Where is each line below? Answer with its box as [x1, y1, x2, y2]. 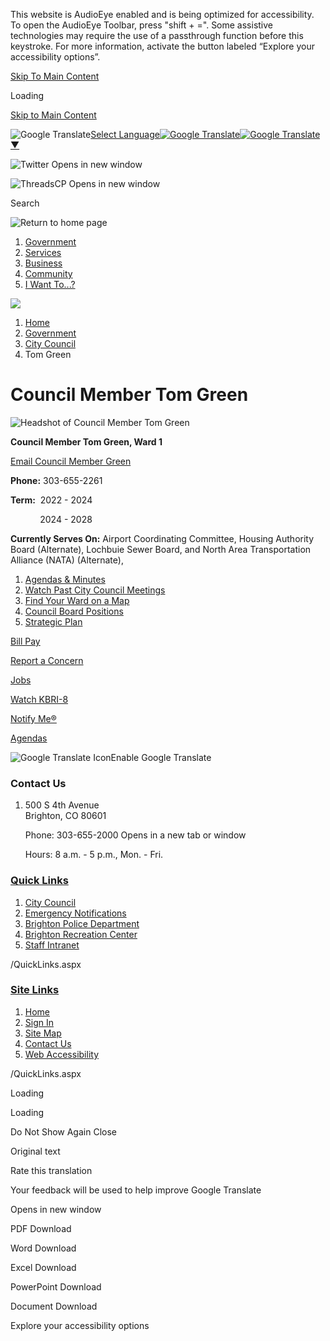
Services [24, 247, 62, 258]
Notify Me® [10, 712, 57, 724]
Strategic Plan [24, 615, 83, 628]
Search [10, 197, 40, 209]
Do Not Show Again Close [10, 1125, 117, 1138]
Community [24, 268, 73, 279]
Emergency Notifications [24, 907, 127, 919]
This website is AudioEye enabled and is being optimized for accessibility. [10, 9, 315, 20]
